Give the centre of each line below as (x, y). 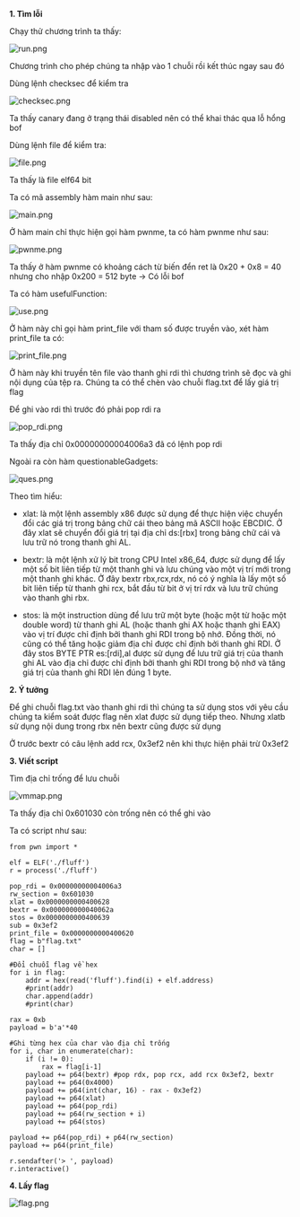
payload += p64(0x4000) (70, 1082)
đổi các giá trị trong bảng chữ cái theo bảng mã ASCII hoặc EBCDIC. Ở (152, 523)
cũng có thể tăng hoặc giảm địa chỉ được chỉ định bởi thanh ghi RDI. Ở (151, 644)
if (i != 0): (50, 1059)
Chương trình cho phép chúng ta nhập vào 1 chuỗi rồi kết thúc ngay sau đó (147, 66)
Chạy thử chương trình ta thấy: (65, 31)
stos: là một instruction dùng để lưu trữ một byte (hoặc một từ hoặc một (154, 615)
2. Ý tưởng (29, 690)
